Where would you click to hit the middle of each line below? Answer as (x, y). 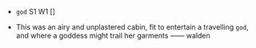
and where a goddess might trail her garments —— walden (113, 36)
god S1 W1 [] (36, 12)
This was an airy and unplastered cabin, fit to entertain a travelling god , (132, 27)
